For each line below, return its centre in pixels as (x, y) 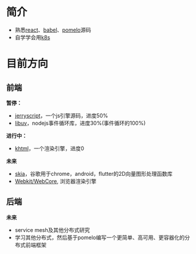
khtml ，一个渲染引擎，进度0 (49, 148)
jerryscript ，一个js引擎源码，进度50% (61, 115)
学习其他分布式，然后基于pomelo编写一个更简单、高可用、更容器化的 (99, 237)
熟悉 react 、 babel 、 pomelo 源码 (53, 30)
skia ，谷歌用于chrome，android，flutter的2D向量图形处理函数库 (94, 174)
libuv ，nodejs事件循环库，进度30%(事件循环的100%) (80, 123)
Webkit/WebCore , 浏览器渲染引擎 (55, 181)
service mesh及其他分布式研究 (52, 230)
